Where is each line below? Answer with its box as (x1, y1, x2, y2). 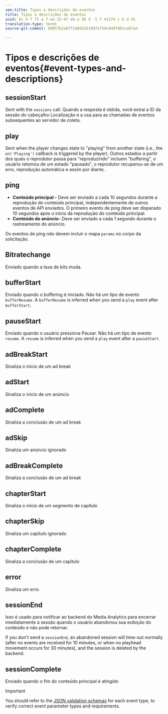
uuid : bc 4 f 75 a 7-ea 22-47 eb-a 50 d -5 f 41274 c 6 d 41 (5, 17, 136, 22)
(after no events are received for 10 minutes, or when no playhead (5, 640, 141, 646)
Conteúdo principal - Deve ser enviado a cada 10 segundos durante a (12, 194, 158, 200)
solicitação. (5, 236, 29, 242)
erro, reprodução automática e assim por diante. (5, 166, 105, 172)
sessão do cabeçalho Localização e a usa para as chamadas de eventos (5, 112, 155, 118)
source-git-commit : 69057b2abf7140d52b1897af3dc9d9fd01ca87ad (5, 26, 138, 31)
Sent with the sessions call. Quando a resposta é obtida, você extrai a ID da (5, 106, 161, 113)
